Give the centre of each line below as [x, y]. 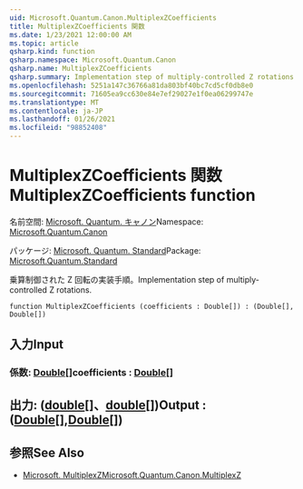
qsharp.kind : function [52, 52]
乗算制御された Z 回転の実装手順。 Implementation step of [117, 279]
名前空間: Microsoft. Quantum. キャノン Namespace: [107, 221]
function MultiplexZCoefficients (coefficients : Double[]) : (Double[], [152, 306]
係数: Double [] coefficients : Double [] [92, 373]
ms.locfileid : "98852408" [58, 128]
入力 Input [36, 345]
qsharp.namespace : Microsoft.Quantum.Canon [93, 60]
